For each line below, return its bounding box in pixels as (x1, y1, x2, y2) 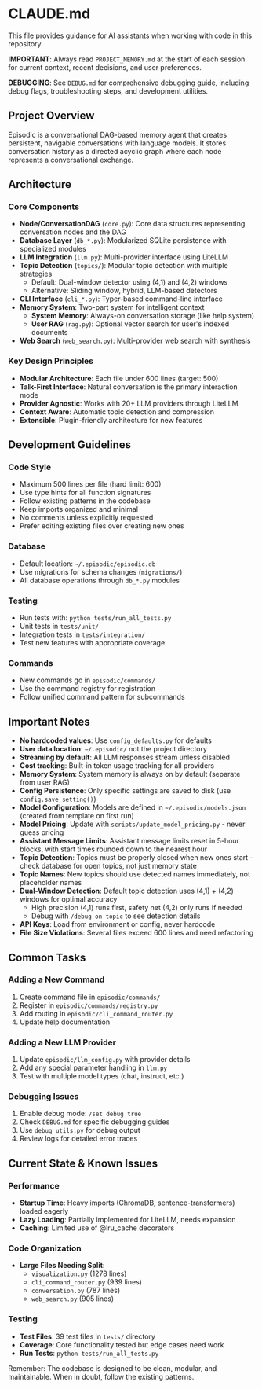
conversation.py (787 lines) (31, 1286, 120, 1295)
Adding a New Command (8, 974, 105, 985)
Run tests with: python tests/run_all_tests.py (19, 613, 172, 623)
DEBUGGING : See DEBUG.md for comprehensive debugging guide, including (8, 78, 249, 87)
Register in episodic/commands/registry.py (19, 1000, 158, 1010)
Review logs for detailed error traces (19, 1134, 138, 1144)
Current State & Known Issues (8, 1156, 158, 1170)
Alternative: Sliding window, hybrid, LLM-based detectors (31, 286, 217, 296)
